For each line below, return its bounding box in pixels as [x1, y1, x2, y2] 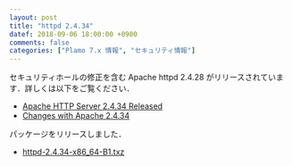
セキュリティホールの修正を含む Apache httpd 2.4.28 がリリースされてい [9, 72, 277, 83]
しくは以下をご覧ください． [32, 83, 135, 94]
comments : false [9, 37, 70, 47]
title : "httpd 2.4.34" [9, 21, 94, 30]
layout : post [9, 12, 58, 22]
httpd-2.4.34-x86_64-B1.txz [21, 146, 125, 157]
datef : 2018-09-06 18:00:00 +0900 [9, 29, 138, 38]
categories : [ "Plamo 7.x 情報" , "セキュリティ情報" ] [9, 46, 196, 55]
